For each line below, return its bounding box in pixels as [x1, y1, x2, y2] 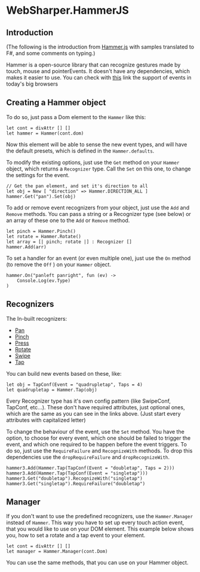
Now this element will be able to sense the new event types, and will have [6, 141, 187, 148]
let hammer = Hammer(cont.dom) [6, 130, 84, 136]
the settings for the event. [6, 171, 70, 178]
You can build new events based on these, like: [6, 370, 122, 377]
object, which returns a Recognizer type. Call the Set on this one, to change [6, 165, 191, 172]
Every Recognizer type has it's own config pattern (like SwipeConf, [6, 397, 171, 404]
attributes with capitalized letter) [6, 416, 86, 424]
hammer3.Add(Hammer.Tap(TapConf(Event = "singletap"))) [6, 470, 148, 476]
